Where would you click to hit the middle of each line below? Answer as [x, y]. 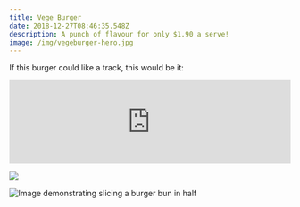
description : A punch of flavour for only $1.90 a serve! [119, 34]
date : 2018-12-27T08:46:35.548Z [69, 26]
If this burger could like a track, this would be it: [97, 68]
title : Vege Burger [46, 17]
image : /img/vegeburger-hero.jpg [71, 42]
